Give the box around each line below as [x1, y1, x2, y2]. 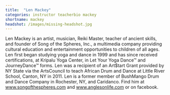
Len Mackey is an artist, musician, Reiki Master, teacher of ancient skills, [5, 36, 157, 42]
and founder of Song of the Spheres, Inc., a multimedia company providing [5, 41, 162, 47]
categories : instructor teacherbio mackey [5, 12, 97, 17]
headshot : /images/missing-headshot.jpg [5, 21, 93, 27]
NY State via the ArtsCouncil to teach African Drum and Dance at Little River [5, 68, 165, 74]
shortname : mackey [5, 17, 44, 22]
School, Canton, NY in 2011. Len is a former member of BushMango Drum [5, 73, 159, 79]
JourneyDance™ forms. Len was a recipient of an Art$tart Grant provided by [5, 62, 164, 69]
